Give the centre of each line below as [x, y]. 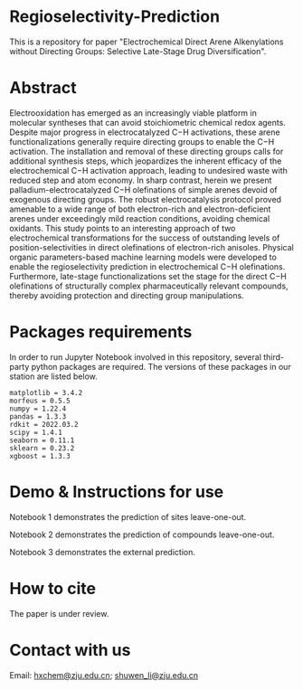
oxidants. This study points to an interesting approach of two [123, 228]
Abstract [43, 88]
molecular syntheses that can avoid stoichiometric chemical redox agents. [148, 122]
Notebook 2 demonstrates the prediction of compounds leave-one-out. [142, 534]
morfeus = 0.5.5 [40, 401]
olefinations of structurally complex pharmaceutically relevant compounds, [149, 286]
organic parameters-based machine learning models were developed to [143, 257]
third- [274, 357]
